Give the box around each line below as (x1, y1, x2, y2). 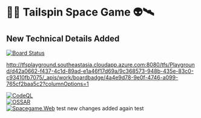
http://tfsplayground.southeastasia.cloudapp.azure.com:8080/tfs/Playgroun (6, 61, 195, 68)
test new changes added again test (56, 105, 144, 112)
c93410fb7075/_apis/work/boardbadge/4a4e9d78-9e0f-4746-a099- (6, 74, 179, 81)
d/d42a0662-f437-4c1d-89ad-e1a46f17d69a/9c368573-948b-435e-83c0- (6, 67, 194, 75)
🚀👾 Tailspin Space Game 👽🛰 (6, 5, 154, 19)
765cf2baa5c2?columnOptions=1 (6, 80, 89, 87)
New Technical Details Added (6, 33, 120, 43)
